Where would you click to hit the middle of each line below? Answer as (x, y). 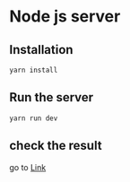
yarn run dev (34, 118)
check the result (56, 146)
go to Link (28, 167)
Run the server (52, 97)
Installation (41, 50)
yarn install (34, 70)
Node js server (65, 17)
